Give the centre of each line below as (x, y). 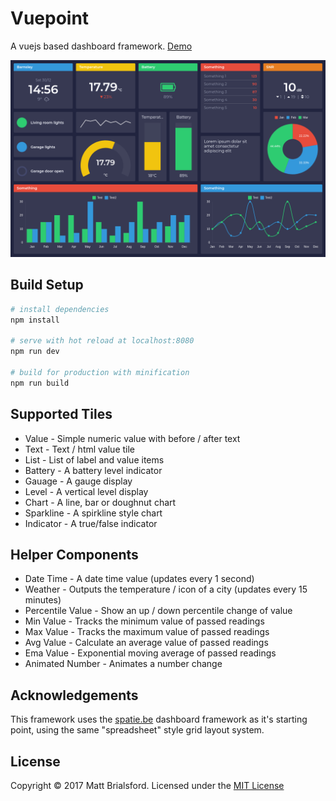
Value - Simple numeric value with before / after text (132, 438)
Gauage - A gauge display (78, 481)
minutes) (43, 600)
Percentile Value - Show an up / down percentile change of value (158, 611)
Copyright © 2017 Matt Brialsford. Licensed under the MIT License (147, 785)
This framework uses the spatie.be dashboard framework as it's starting (159, 719)
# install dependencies (60, 309)
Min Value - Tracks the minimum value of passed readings (144, 621)
